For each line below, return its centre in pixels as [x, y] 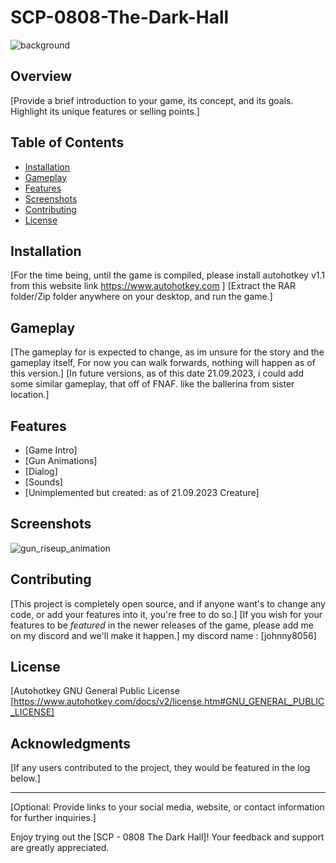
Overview [41, 76]
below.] [25, 778]
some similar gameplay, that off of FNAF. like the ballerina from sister [152, 384]
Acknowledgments [71, 743]
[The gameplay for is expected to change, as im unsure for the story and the [167, 352]
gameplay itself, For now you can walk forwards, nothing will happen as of [163, 363]
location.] [30, 395]
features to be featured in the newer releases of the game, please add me [162, 625]
